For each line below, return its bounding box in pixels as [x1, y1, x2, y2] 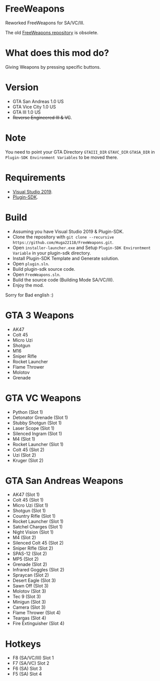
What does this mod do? [5, 47, 110, 59]
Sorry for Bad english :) [5, 291, 54, 298]
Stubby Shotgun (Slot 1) [12, 420, 62, 426]
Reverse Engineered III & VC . [12, 114, 72, 120]
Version [5, 82, 39, 93]
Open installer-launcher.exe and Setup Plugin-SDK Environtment [12, 245, 151, 251]
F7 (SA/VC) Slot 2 [12, 660, 49, 666]
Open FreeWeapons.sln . [12, 271, 61, 277]
